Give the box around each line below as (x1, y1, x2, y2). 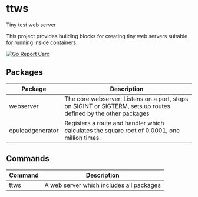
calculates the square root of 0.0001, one (64, 126, 180, 134)
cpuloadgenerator (9, 126, 59, 134)
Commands (6, 153, 50, 163)
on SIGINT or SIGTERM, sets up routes (64, 102, 171, 110)
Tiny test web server (6, 21, 56, 28)
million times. (64, 133, 101, 142)
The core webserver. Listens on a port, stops (64, 95, 189, 103)
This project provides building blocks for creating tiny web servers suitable (6, 32, 188, 39)
